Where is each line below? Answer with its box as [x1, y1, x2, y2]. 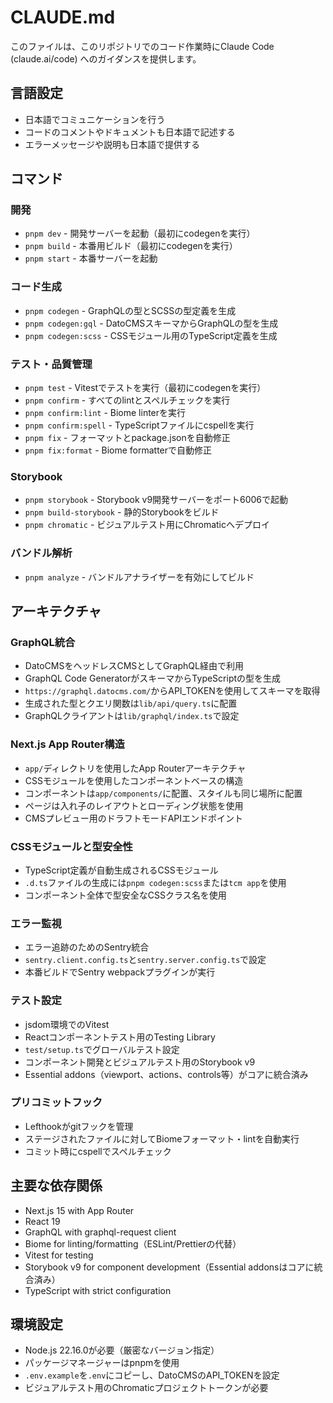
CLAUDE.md [10, 6, 116, 29]
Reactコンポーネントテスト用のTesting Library [24, 1031, 216, 1043]
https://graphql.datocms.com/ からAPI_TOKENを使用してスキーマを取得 [24, 685, 321, 697]
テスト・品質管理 [10, 357, 93, 371]
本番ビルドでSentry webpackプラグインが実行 [24, 966, 216, 978]
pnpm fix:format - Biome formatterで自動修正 [24, 444, 213, 456]
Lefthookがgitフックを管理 [24, 1120, 134, 1132]
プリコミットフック [10, 1096, 103, 1110]
